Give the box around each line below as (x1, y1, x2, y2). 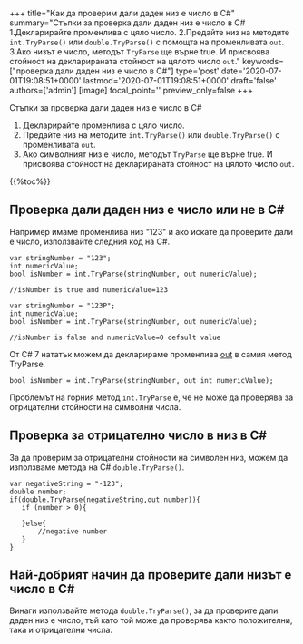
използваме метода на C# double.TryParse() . (9, 462, 185, 473)
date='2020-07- (220, 65, 283, 76)
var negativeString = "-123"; (9, 479, 124, 488)
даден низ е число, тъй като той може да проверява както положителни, (9, 615, 293, 626)
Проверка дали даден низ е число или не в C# (9, 202, 285, 218)
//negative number (37, 526, 107, 536)
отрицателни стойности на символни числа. (9, 401, 181, 412)
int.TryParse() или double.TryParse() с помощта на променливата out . (9, 36, 285, 47)
